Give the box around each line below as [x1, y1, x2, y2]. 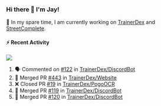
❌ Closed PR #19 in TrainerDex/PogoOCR [14, 80, 115, 87]
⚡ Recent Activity [6, 38, 50, 46]
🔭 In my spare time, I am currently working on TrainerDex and [6, 19, 155, 26]
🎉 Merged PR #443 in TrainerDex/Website [14, 74, 117, 81]
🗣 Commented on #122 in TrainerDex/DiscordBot [14, 65, 136, 72]
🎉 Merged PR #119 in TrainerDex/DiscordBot [14, 87, 122, 94]
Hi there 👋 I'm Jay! [6, 5, 60, 14]
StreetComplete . [6, 25, 46, 32]
